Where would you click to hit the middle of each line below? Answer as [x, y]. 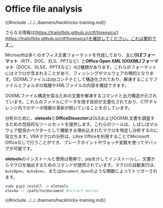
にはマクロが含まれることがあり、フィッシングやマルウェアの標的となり [77, 73]
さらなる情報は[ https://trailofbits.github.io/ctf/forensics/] [62, 32]
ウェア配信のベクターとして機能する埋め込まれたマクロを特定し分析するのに [82, 130]
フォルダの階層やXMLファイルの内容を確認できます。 [75, 85]
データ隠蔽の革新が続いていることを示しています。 [81, 107]
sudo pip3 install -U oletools [37, 186]
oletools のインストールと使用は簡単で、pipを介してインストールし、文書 [78, 158]
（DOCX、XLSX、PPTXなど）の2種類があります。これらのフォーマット [85, 67]
